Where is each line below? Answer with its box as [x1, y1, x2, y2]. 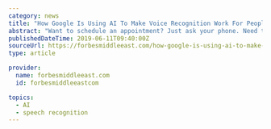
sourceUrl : [8, 42, 45, 50]
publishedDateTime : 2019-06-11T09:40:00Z [8, 34, 150, 43]
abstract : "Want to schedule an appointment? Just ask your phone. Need [8, 27, 258, 35]
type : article [8, 49, 56, 57]
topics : [8, 94, 35, 102]
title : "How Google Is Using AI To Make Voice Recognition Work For [8, 19, 244, 27]
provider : [8, 64, 42, 73]
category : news [8, 11, 60, 20]
